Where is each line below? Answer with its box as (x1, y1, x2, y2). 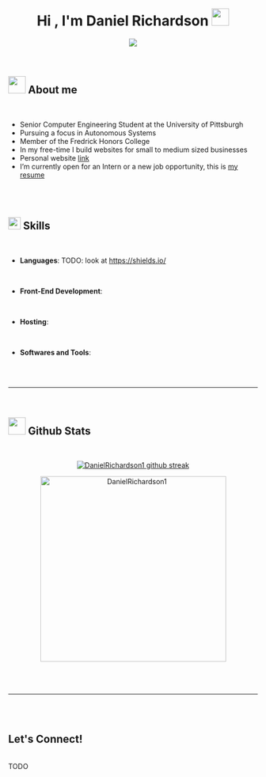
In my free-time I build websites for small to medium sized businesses (19, 145, 248, 154)
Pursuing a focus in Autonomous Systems (19, 127, 157, 138)
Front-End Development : (19, 286, 103, 296)
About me (27, 83, 78, 97)
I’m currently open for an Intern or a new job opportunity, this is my (19, 161, 238, 171)
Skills (22, 219, 51, 233)
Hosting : (19, 316, 49, 326)
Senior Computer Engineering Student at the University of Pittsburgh (19, 119, 244, 129)
